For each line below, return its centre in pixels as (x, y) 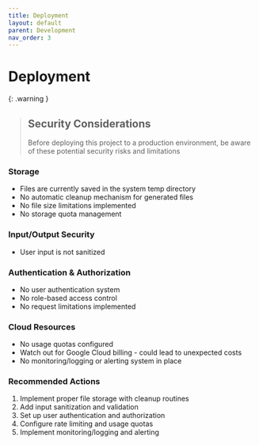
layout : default (35, 23)
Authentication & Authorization (69, 272)
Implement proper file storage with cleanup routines (104, 399)
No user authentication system (70, 289)
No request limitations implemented (78, 306)
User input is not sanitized (62, 252)
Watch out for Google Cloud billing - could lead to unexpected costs (131, 352)
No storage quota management (70, 214)
